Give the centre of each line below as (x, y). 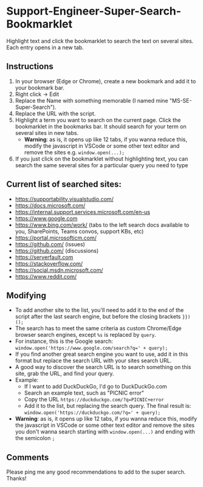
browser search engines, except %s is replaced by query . (85, 335)
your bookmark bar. (40, 88)
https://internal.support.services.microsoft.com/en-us (83, 212)
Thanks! (16, 478)
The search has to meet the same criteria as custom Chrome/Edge (98, 328)
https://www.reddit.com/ (46, 276)
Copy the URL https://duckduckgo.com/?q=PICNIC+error (94, 399)
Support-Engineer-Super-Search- (94, 11)
